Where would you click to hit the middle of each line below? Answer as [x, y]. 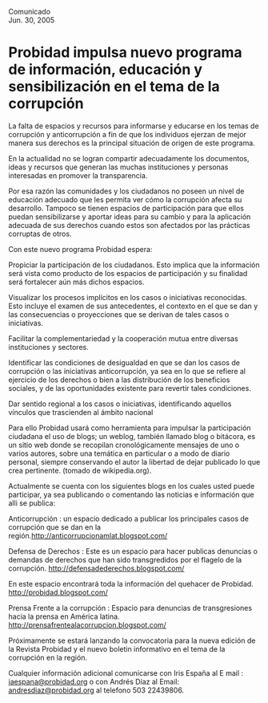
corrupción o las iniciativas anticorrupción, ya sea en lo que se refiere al [127, 371]
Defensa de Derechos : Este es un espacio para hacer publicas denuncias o [133, 551]
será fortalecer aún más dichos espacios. [76, 282]
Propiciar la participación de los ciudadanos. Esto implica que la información [134, 265]
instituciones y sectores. [49, 347]
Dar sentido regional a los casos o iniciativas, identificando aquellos [120, 404]
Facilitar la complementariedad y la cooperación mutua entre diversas [123, 338]
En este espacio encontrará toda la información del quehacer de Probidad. [131, 583]
